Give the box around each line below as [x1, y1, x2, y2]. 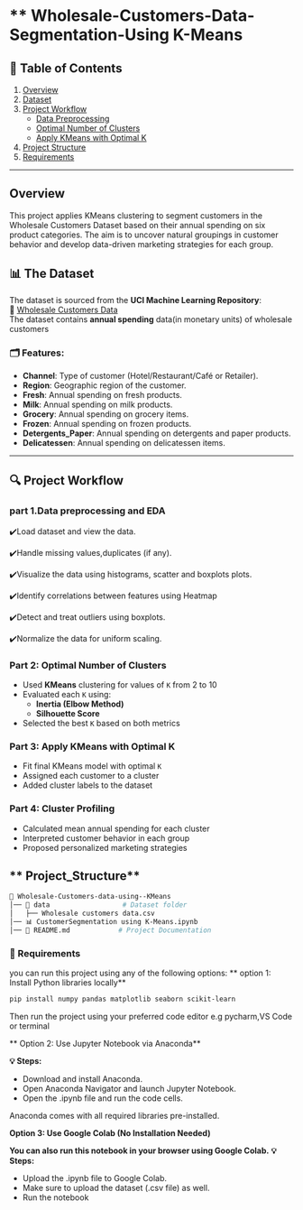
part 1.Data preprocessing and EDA [9, 504, 166, 517]
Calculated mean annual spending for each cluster [22, 823, 210, 834]
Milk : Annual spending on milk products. [22, 399, 173, 410]
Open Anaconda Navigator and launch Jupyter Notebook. [22, 1083, 236, 1094]
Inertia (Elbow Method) [35, 698, 124, 709]
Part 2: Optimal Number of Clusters [9, 659, 167, 671]
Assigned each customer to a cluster [22, 771, 160, 781]
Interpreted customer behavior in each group [22, 832, 190, 844]
